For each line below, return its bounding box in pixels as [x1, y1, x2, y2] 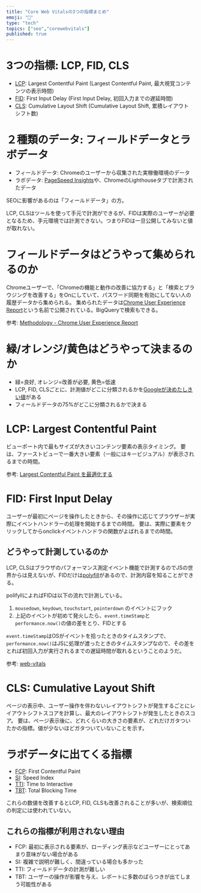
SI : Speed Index [14, 774, 54, 781]
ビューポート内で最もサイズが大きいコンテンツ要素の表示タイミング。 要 [6, 442, 186, 450]
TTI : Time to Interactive [14, 781, 73, 788]
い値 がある [14, 393, 42, 400]
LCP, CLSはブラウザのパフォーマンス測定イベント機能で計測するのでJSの [6, 564, 188, 571]
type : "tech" [6, 20, 39, 26]
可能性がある [20, 880, 52, 888]
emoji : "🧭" [6, 14, 34, 20]
